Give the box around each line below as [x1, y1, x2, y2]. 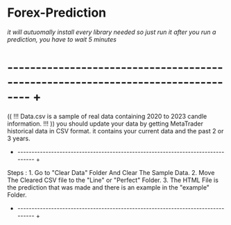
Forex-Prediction [7, 5, 107, 21]
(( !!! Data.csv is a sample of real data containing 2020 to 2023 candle [7, 112, 207, 120]
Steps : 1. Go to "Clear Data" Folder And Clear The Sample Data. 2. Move [7, 168, 215, 176]
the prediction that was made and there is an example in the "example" [7, 183, 210, 192]
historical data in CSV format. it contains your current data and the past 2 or [7, 126, 224, 135]
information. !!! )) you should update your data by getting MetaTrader [7, 119, 203, 128]
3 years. [7, 134, 31, 142]
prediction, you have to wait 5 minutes [7, 35, 117, 43]
